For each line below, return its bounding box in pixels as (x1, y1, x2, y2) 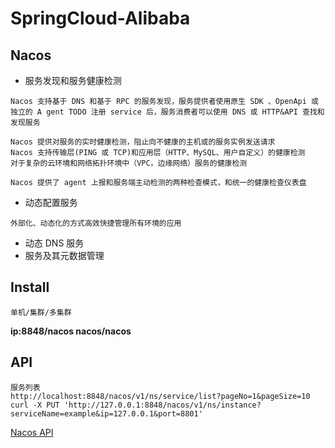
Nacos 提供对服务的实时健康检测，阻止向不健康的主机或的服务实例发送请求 (10, 137, 276, 147)
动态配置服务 (24, 197, 78, 208)
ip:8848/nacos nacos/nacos (10, 325, 132, 337)
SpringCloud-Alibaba (10, 7, 191, 30)
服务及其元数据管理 (24, 250, 105, 261)
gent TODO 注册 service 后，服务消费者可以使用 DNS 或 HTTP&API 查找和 (46, 107, 325, 117)
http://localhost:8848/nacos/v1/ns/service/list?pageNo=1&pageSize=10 (10, 391, 311, 401)
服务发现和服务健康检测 (24, 75, 122, 86)
